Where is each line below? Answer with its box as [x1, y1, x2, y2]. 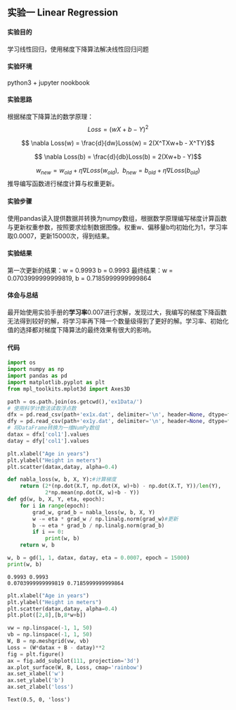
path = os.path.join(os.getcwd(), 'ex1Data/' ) [7, 398, 143, 405]
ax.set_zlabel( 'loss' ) [7, 683, 74, 691]
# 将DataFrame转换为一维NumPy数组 [7, 424, 100, 431]
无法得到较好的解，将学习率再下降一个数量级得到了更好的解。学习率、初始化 [7, 317, 229, 326]
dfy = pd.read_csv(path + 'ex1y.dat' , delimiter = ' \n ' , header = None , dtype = [7, 418, 228, 425]
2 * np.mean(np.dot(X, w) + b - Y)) [44, 489, 140, 496]
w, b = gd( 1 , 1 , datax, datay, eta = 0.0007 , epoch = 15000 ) [7, 554, 190, 562]
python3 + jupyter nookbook [7, 78, 90, 87]
